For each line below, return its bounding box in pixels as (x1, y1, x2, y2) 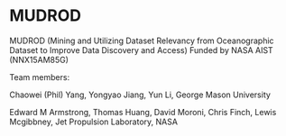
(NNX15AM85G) (9, 54, 69, 65)
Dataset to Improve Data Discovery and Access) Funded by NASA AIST (9, 44, 273, 55)
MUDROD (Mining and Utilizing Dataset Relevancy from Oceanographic (9, 35, 274, 46)
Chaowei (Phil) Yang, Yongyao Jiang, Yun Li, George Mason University (9, 89, 271, 100)
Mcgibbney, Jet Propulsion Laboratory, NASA (9, 116, 179, 127)
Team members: (9, 71, 70, 82)
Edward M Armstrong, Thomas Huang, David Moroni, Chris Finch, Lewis (9, 106, 277, 117)
